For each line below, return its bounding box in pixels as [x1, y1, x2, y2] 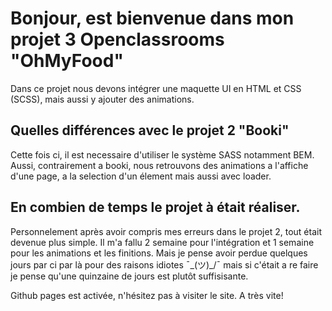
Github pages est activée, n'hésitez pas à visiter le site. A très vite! [10, 289, 284, 301]
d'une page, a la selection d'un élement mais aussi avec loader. [10, 170, 272, 182]
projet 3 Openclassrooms [10, 28, 225, 51]
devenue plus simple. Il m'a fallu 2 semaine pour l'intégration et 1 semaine [10, 236, 315, 248]
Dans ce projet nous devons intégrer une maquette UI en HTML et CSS [10, 82, 302, 94]
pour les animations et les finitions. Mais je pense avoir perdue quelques [10, 247, 308, 259]
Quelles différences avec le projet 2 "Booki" [10, 122, 290, 139]
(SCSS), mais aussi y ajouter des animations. [10, 93, 195, 105]
